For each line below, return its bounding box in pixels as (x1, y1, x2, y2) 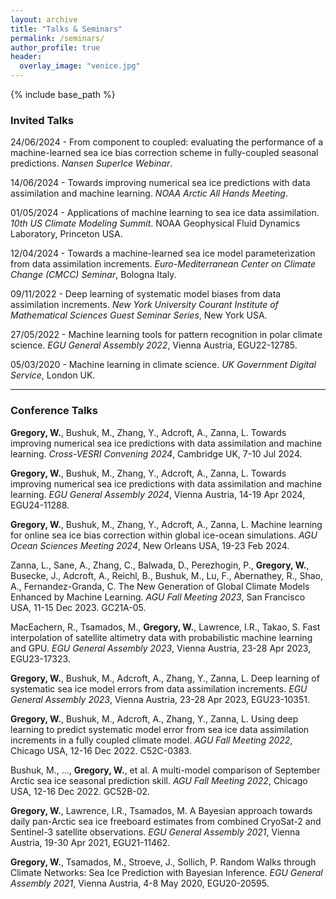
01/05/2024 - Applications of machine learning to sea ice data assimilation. (10, 207, 320, 219)
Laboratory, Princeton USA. (10, 228, 123, 240)
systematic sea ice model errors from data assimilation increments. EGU (10, 682, 308, 695)
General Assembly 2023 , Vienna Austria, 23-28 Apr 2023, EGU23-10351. (10, 693, 311, 705)
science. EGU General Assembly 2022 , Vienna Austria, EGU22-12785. (10, 339, 298, 351)
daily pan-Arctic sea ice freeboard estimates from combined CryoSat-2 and (10, 815, 322, 827)
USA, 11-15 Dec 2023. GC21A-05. (10, 601, 147, 613)
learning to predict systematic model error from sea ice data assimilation (10, 723, 310, 735)
